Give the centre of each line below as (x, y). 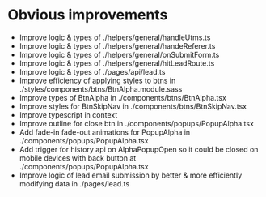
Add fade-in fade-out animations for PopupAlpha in (105, 132)
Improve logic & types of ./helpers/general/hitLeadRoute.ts (117, 63)
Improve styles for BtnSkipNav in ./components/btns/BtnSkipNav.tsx (133, 106)
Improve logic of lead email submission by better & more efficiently (131, 175)
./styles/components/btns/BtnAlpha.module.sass (101, 89)
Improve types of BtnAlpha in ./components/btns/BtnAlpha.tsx (123, 97)
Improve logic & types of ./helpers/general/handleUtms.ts (115, 37)
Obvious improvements (88, 15)
